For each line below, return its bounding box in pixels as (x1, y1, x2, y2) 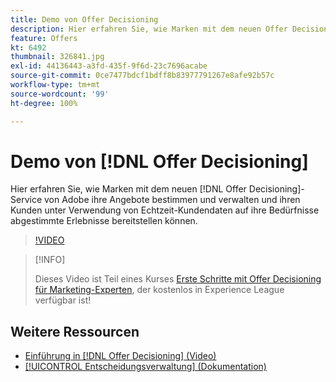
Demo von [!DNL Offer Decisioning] (10, 150, 309, 173)
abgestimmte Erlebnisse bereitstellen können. (10, 215, 198, 227)
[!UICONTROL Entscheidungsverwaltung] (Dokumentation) (24, 361, 267, 373)
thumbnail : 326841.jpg (10, 52, 105, 62)
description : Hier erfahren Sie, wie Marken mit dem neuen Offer (10, 24, 288, 34)
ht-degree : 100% (10, 98, 78, 108)
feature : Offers (10, 33, 78, 43)
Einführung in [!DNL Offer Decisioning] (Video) (24, 350, 217, 362)
